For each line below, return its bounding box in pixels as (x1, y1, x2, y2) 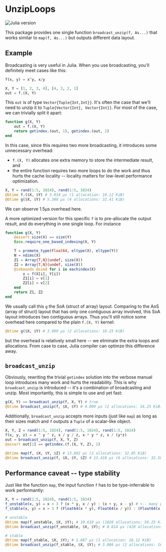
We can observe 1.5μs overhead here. (5, 206, 83, 212)
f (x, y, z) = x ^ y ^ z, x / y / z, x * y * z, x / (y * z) (5, 433, 127, 438)
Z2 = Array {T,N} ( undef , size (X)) (14, 262, 83, 267)
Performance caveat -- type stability (5, 469, 120, 477)
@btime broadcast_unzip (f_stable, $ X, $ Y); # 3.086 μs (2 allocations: (5, 543, 156, 548)
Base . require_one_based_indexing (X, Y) (14, 239, 96, 244)
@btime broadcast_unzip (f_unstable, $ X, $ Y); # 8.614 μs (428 (5, 524, 136, 529)
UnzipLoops (5, 3, 56, 15)
